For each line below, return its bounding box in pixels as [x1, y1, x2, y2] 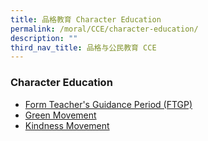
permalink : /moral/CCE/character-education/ [10, 24, 199, 34]
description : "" [10, 33, 78, 43]
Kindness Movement [24, 119, 110, 131]
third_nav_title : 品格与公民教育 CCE [10, 42, 157, 53]
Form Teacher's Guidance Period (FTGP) [24, 98, 193, 110]
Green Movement [24, 109, 97, 121]
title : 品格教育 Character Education [10, 14, 162, 25]
